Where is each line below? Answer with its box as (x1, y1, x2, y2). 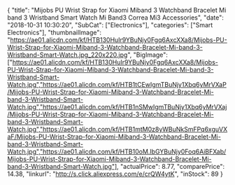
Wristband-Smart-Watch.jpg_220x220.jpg (7, 50, 128, 59)
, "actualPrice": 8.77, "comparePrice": (116, 163, 225, 170)
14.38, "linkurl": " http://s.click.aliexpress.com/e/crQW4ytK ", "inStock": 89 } (7, 170, 224, 178)
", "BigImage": (127, 50, 168, 59)
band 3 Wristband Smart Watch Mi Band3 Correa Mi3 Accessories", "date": (7, 13, 224, 22)
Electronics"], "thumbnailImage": (7, 28, 102, 36)
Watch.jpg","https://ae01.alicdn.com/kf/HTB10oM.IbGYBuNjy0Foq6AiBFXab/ (7, 147, 227, 156)
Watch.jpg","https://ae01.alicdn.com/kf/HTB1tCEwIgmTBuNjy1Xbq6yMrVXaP (7, 81, 227, 88)
